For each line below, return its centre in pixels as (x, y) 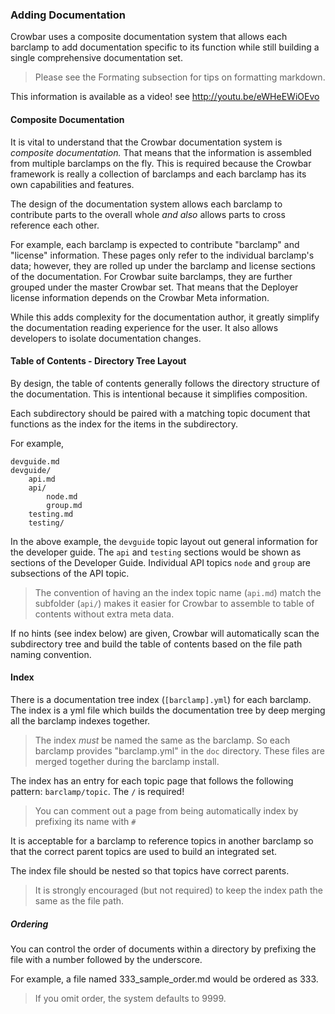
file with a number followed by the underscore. (106, 959)
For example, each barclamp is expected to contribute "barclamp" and (155, 244)
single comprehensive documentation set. (96, 58)
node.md (62, 496)
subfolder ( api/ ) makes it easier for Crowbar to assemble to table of (174, 603)
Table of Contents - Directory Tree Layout (98, 361)
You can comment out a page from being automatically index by (166, 810)
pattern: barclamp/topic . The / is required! (97, 791)
